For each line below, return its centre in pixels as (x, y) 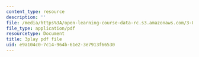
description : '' (26, 17)
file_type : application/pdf (41, 28)
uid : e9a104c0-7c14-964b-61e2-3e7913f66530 (61, 45)
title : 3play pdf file (34, 39)
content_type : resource (36, 12)
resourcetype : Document (36, 34)
